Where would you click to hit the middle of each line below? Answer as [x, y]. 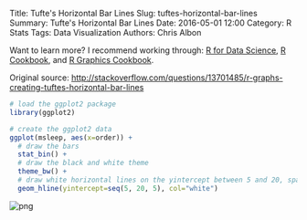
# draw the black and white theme [83, 163]
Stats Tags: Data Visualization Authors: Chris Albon [106, 32]
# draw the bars [48, 146]
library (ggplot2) [42, 112]
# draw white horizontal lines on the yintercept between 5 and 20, [151, 180]
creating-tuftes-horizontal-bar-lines [77, 87]
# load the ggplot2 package [63, 104]
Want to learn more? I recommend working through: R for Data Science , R [148, 50]
